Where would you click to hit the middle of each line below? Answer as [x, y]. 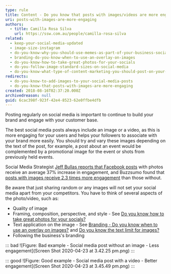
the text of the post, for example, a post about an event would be [73, 146]
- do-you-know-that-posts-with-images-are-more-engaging [72, 86]
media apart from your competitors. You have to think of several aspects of [84, 193]
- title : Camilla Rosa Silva [41, 29]
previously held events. [30, 157]
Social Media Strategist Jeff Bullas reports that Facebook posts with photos [84, 167]
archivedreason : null [28, 95]
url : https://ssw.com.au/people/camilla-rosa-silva [70, 34]
